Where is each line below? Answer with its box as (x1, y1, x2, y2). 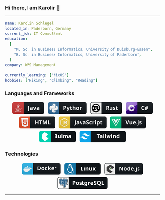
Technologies (5, 150, 38, 157)
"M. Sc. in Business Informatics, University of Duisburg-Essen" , (14, 47, 153, 52)
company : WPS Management (5, 63, 56, 67)
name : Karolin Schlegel (5, 21, 54, 26)
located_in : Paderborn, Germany (5, 26, 71, 31)
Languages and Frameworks (5, 90, 75, 97)
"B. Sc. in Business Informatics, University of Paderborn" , (14, 52, 141, 57)
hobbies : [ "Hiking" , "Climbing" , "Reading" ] (5, 78, 98, 83)
